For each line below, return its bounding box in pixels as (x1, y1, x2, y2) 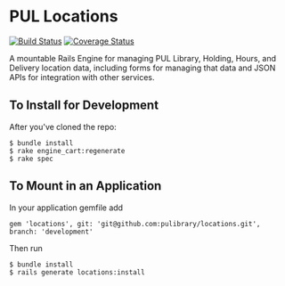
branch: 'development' (9, 227, 94, 236)
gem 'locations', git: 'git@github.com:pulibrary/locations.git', (9, 219, 261, 228)
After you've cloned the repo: (9, 121, 118, 132)
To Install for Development (9, 98, 159, 113)
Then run (9, 242, 43, 253)
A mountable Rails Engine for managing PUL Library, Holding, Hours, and (9, 53, 277, 63)
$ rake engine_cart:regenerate (9, 146, 126, 155)
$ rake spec (9, 154, 53, 163)
